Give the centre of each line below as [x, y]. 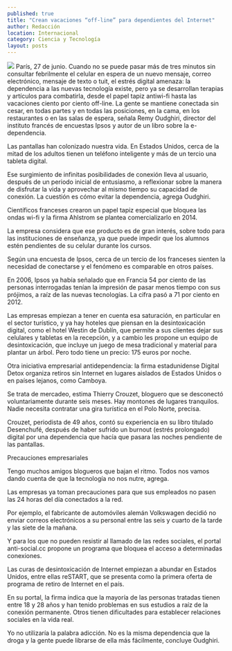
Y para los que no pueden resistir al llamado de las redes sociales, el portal [114, 541]
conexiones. [25, 556]
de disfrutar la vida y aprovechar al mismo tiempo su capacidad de [102, 189]
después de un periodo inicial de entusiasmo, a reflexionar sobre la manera [115, 182]
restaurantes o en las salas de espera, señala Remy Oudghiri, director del [111, 118]
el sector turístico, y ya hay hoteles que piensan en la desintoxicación [106, 323]
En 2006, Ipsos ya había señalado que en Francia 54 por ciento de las [107, 280]
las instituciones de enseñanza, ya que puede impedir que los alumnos [108, 238]
